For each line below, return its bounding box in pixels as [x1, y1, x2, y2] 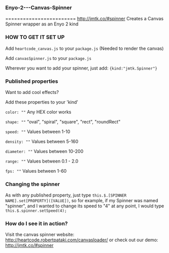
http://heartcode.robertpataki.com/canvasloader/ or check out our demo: [5, 237, 158, 243]
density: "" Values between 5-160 [5, 138, 79, 144]
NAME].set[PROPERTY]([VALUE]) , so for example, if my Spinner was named [5, 198, 158, 204]
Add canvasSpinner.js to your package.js [5, 55, 92, 61]
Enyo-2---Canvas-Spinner [5, 4, 72, 11]
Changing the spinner [5, 180, 60, 187]
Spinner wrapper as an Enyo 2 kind [5, 21, 79, 27]
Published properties [5, 78, 58, 85]
